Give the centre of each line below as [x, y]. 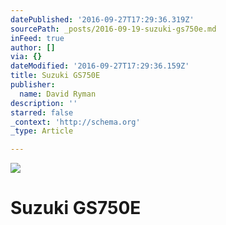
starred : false [42, 112]
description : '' [44, 103]
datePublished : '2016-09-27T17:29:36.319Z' [102, 19]
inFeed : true [37, 38]
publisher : [33, 85]
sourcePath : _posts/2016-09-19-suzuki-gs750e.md [113, 29]
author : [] [33, 47]
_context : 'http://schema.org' [75, 122]
